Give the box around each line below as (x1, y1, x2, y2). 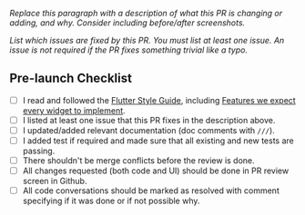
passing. (22, 145, 56, 157)
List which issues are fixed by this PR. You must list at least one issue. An (9, 35, 285, 45)
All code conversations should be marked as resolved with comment (22, 185, 280, 196)
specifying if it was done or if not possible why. (22, 195, 200, 207)
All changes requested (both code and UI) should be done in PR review (22, 165, 290, 176)
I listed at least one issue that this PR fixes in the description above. (22, 114, 276, 125)
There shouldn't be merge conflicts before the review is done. (22, 155, 255, 166)
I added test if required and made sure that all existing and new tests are (22, 135, 294, 146)
